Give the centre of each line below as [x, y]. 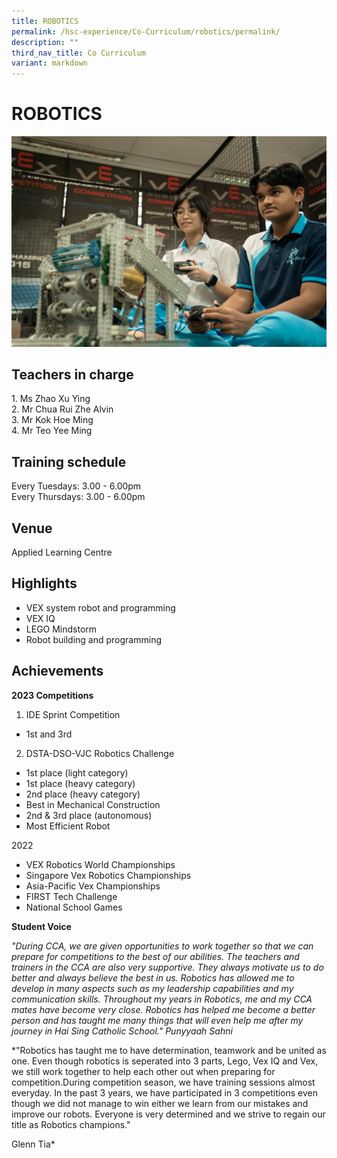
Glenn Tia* [33, 1144]
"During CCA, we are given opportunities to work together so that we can [162, 946]
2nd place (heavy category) [83, 794]
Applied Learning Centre [62, 552]
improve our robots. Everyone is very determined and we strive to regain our [168, 1114]
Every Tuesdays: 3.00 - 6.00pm [76, 486]
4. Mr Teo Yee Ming [52, 431]
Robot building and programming [94, 639]
